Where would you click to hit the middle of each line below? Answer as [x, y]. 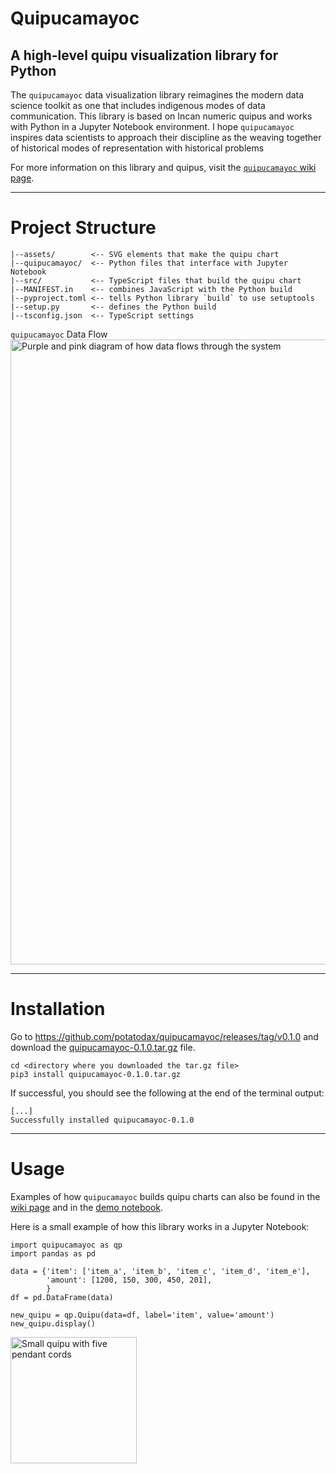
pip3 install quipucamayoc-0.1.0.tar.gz [96, 1074]
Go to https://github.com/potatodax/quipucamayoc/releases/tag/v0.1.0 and [164, 1036]
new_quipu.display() [53, 1323]
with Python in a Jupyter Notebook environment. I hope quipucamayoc [152, 126]
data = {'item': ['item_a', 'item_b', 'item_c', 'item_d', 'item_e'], [160, 1271]
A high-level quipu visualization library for [144, 55]
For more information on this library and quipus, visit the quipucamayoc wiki [163, 167]
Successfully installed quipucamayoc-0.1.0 [102, 1120]
